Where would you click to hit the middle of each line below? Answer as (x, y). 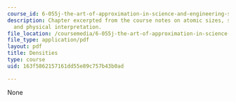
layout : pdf (25, 46)
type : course (26, 60)
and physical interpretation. (58, 27)
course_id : (23, 14)
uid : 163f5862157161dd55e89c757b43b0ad (66, 66)
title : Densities (33, 53)
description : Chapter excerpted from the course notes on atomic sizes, (116, 20)
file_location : (29, 33)
